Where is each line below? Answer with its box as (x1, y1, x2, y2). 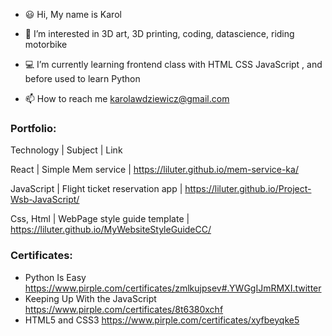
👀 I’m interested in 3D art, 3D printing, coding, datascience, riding (24, 28, 295, 39)
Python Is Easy (24, 271, 87, 283)
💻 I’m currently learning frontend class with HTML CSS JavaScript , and (24, 59, 323, 70)
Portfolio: (10, 121, 57, 135)
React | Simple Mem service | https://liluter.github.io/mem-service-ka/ (10, 164, 299, 176)
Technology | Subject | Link (10, 144, 123, 156)
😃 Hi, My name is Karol (24, 9, 122, 20)
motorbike (24, 39, 68, 50)
